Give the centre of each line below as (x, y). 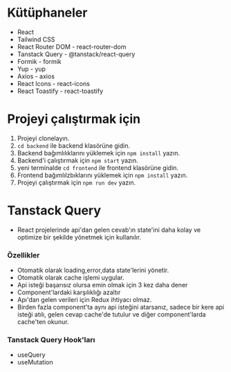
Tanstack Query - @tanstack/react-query (76, 54)
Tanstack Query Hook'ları (51, 340)
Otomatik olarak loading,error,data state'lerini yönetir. (93, 270)
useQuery (31, 355)
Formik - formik (39, 61)
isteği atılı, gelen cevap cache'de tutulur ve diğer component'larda (111, 314)
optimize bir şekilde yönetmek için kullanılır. (79, 237)
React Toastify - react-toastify (60, 91)
